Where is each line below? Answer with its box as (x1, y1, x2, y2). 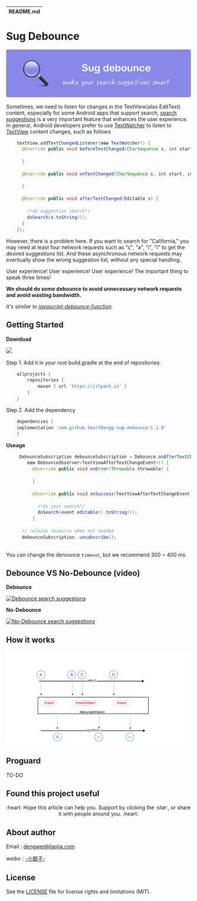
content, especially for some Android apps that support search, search (6, 109, 177, 116)
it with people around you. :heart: (58, 810, 139, 818)
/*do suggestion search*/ (27, 208, 91, 215)
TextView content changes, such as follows (6, 128, 111, 135)
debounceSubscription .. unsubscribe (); (21, 534, 117, 540)
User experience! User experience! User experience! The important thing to (6, 267, 189, 274)
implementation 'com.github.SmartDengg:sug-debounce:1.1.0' (16, 424, 167, 431)
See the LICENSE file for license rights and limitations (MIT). (6, 888, 151, 895)
